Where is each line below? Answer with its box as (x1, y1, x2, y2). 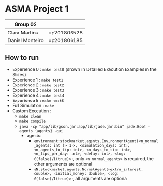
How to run (5, 53, 39, 62)
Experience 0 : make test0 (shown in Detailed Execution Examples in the (12, 67, 157, 72)
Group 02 (14, 21, 37, 28)
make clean (19, 114, 42, 118)
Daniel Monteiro (7, 37, 44, 44)
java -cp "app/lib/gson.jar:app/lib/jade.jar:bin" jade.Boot (19, 124, 146, 129)
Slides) (12, 71, 26, 77)
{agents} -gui (35, 128, 63, 133)
